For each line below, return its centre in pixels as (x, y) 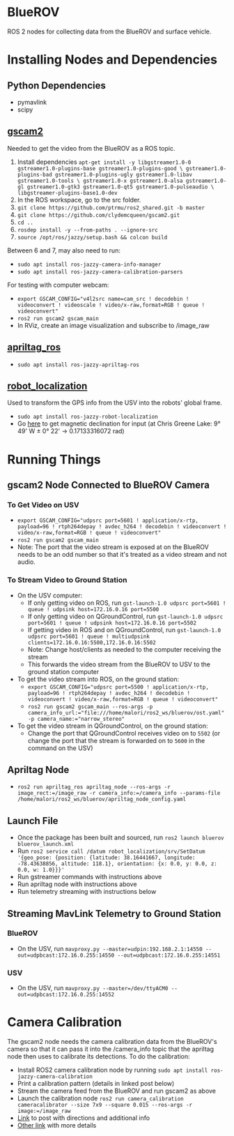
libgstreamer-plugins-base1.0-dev (67, 193)
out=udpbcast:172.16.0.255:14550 (66, 955)
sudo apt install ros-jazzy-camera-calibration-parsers (100, 272)
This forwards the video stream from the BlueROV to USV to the (119, 664)
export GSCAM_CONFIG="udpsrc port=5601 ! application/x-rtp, (108, 521)
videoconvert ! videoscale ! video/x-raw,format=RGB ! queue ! (111, 305)
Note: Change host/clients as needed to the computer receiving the (124, 649)
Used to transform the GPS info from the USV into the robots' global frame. (115, 403)
